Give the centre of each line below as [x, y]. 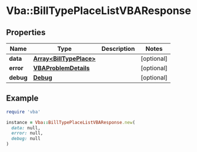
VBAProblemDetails [61, 68]
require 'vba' [24, 112]
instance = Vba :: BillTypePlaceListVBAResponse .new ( [71, 122]
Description [118, 49]
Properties [26, 32]
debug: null [26, 139]
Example [22, 99]
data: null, [26, 128]
